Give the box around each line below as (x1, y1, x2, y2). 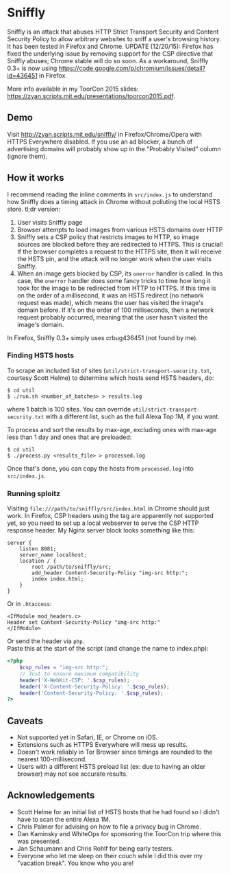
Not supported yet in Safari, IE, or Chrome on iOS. (16, 733, 158, 741)
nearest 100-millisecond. (16, 755, 87, 763)
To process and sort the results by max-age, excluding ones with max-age (7, 425, 217, 434)
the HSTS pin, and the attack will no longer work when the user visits (16, 254, 212, 262)
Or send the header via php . (7, 637, 85, 645)
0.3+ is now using (7, 64, 57, 72)
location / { (19, 558, 57, 565)
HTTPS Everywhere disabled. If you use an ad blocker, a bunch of (7, 137, 193, 146)
